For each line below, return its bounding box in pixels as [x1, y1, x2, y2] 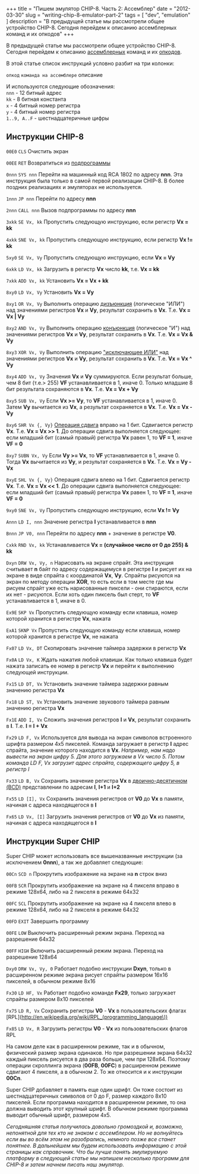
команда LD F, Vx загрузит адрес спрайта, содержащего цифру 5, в [6, 759, 180, 766]
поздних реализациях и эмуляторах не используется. [6, 183, 143, 190]
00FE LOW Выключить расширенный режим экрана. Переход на [6, 929, 165, 936]
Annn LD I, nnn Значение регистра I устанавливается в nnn [6, 518, 156, 525]
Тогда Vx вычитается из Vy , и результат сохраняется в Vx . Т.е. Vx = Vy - [6, 458, 192, 465]
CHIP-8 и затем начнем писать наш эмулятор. [6, 1161, 125, 1168]
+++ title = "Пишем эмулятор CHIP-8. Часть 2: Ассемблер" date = [6, 5, 173, 12]
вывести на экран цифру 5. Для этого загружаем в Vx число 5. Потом [6, 752, 185, 760]
